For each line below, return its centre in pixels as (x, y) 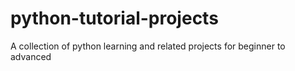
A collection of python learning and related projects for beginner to (148, 46)
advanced (31, 56)
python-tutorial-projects (114, 18)
